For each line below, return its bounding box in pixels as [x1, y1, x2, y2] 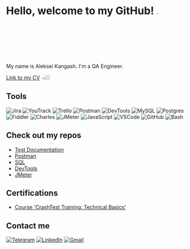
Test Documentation [14, 146, 64, 153]
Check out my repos [6, 131, 82, 141]
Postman [14, 152, 36, 160]
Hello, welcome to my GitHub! [6, 4, 154, 18]
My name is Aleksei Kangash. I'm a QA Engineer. [6, 62, 124, 69]
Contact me [6, 221, 50, 231]
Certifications [6, 188, 58, 198]
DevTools [14, 165, 38, 172]
